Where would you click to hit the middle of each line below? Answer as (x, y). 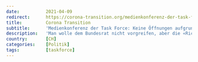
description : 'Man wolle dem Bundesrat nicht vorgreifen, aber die (93, 34)
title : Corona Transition (49, 22)
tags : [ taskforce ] (41, 50)
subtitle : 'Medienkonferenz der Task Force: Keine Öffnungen (89, 28)
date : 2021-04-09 (39, 12)
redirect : (18, 17)
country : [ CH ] (32, 39)
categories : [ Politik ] (38, 45)
